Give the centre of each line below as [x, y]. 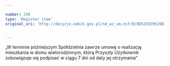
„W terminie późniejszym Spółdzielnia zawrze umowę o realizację [73, 47]
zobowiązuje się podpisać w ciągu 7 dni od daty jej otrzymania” [72, 58]
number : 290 [18, 14]
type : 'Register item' [29, 19]
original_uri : [20, 24]
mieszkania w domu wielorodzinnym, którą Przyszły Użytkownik [72, 53]
